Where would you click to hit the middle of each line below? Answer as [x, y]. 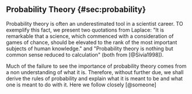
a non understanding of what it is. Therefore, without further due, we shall [95, 72]
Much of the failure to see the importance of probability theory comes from [96, 66]
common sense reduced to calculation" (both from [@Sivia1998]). [85, 54]
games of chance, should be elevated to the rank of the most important [92, 42]
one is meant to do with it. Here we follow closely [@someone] [81, 85]
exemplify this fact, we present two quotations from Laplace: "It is [85, 30]
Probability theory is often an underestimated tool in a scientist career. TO [95, 23]
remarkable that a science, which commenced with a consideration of [90, 36]
